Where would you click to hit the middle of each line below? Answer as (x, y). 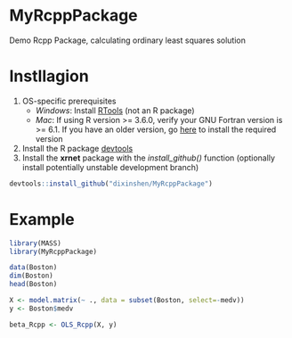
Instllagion (49, 76)
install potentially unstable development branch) (110, 167)
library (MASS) (36, 243)
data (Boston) (33, 268)
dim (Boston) (31, 276)
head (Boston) (33, 284)
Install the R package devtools (77, 148)
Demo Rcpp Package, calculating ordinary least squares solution (128, 40)
